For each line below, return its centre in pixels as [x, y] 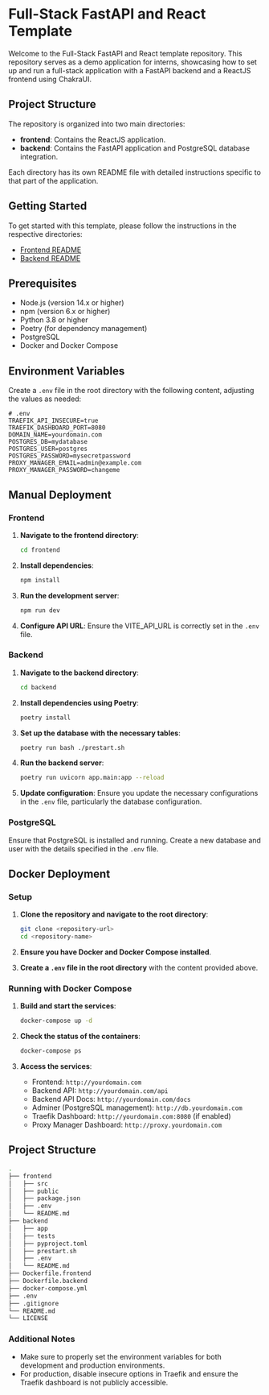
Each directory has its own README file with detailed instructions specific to [134, 172]
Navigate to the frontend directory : [79, 535]
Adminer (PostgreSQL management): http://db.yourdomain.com [137, 1107]
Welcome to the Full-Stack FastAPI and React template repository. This [125, 53]
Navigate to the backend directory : [79, 673]
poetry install [45, 718]
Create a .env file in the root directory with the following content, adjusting [131, 391]
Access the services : [56, 1066]
